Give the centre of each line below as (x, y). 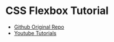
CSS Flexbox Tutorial (57, 11)
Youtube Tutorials (35, 33)
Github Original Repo (39, 27)
